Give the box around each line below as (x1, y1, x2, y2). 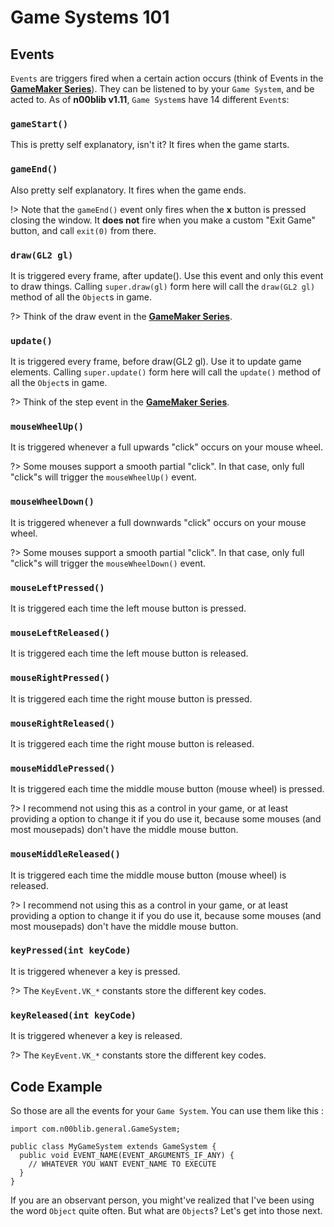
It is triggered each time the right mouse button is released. (10, 737, 255, 750)
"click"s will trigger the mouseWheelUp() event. (10, 471, 197, 483)
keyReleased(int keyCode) (10, 1009, 137, 1021)
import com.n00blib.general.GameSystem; (10, 1124, 182, 1134)
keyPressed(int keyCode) (10, 945, 132, 956)
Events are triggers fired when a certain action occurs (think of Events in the (10, 72, 324, 84)
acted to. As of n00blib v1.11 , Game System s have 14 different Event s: (10, 94, 290, 105)
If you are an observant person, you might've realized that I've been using (10, 1194, 315, 1206)
